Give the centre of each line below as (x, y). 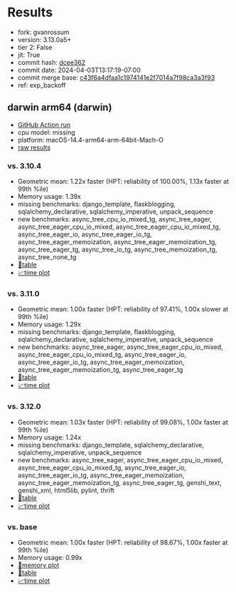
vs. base (22, 526)
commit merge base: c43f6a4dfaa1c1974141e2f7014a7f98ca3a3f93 (116, 77)
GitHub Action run (44, 125)
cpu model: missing (47, 132)
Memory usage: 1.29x (49, 324)
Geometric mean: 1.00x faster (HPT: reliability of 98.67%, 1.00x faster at (123, 542)
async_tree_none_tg (47, 257)
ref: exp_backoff (42, 85)
